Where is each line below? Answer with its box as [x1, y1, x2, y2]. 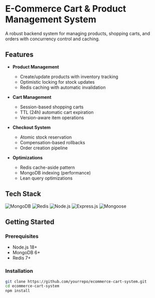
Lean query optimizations [20, 175, 73, 181]
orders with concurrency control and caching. [5, 36, 100, 42]
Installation [5, 268, 34, 275]
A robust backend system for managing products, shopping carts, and [5, 30, 150, 36]
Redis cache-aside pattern [20, 164, 75, 170]
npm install [5, 288, 30, 293]
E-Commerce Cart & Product [5, 3, 126, 15]
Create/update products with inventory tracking [20, 74, 119, 80]
